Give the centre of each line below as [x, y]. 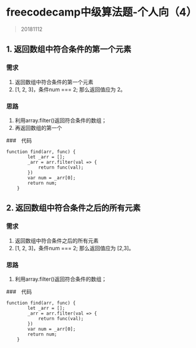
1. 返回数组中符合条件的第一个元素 [69, 49]
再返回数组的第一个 [38, 128]
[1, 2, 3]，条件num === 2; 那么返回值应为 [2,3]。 [74, 248]
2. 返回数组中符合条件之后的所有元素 [74, 208]
